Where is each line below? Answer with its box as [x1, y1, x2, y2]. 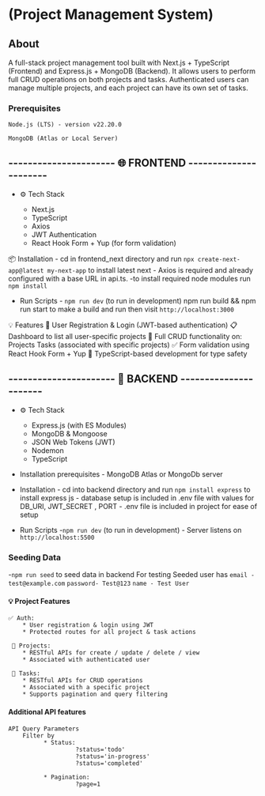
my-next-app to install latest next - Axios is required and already [47, 266, 254, 275]
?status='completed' [75, 759, 144, 768]
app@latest [8, 267, 44, 275]
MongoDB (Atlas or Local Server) [8, 134, 119, 143]
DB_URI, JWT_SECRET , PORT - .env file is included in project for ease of [19, 501, 258, 511]
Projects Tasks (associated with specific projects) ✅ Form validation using [8, 340, 250, 349]
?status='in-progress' [75, 753, 150, 760]
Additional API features [8, 707, 87, 717]
